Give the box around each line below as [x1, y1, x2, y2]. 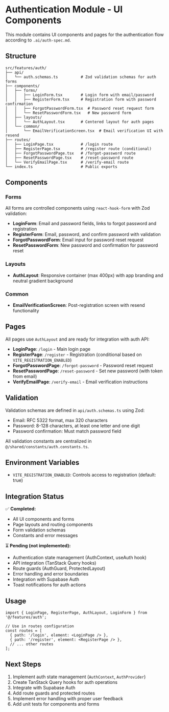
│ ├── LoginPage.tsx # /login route [5, 142, 113, 147]
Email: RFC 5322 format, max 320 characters [12, 417, 108, 423]
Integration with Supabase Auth [12, 576, 80, 583]
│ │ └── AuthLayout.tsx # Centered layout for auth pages [5, 119, 154, 124]
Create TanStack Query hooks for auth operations [12, 679, 118, 685]
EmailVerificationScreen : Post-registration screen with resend [12, 302, 146, 308]
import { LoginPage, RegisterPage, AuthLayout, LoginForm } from [5, 610, 147, 616]
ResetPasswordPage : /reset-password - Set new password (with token [12, 368, 163, 374]
